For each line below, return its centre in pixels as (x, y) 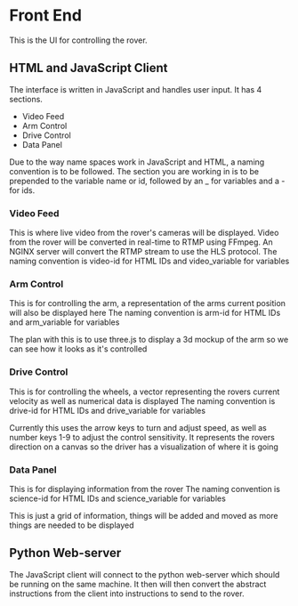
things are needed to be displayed (72, 525)
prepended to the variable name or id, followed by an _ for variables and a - (147, 181)
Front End (46, 16)
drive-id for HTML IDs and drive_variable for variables (108, 410)
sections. (26, 99)
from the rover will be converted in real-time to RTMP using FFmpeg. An (141, 242)
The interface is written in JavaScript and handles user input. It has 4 (136, 89)
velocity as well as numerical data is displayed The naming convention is (142, 400)
